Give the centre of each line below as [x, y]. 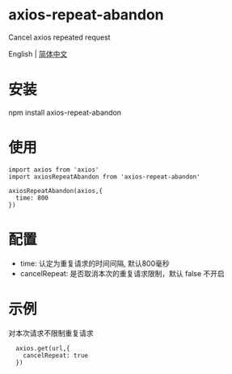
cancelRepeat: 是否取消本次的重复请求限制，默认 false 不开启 [122, 273]
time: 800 [32, 198]
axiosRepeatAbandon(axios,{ [56, 191]
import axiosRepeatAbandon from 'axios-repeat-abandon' [104, 176]
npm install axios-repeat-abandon [65, 112]
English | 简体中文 [38, 53]
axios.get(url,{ [43, 348]
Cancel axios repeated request [59, 37]
